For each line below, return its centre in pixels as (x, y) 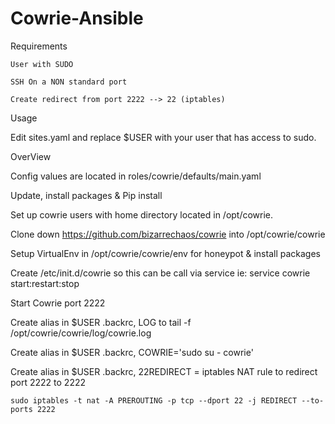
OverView (31, 156)
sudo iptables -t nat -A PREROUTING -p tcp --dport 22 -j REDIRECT (154, 400)
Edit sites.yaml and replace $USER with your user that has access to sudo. (163, 137)
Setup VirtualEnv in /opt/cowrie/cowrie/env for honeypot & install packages (165, 253)
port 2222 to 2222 (48, 382)
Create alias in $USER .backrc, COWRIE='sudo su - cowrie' (132, 352)
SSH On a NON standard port (69, 82)
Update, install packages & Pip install (86, 195)
